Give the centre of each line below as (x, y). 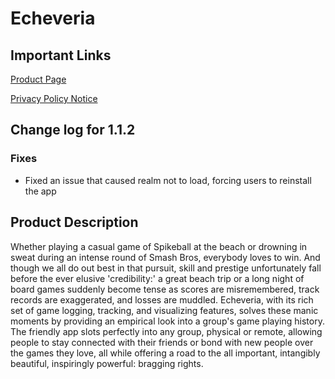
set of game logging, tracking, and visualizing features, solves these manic (164, 310)
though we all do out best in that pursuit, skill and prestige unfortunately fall (166, 268)
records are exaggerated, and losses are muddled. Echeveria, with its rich (162, 299)
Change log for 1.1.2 (73, 130)
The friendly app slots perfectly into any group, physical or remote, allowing (166, 331)
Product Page (38, 79)
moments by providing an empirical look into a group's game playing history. (167, 321)
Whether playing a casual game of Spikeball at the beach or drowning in (159, 246)
